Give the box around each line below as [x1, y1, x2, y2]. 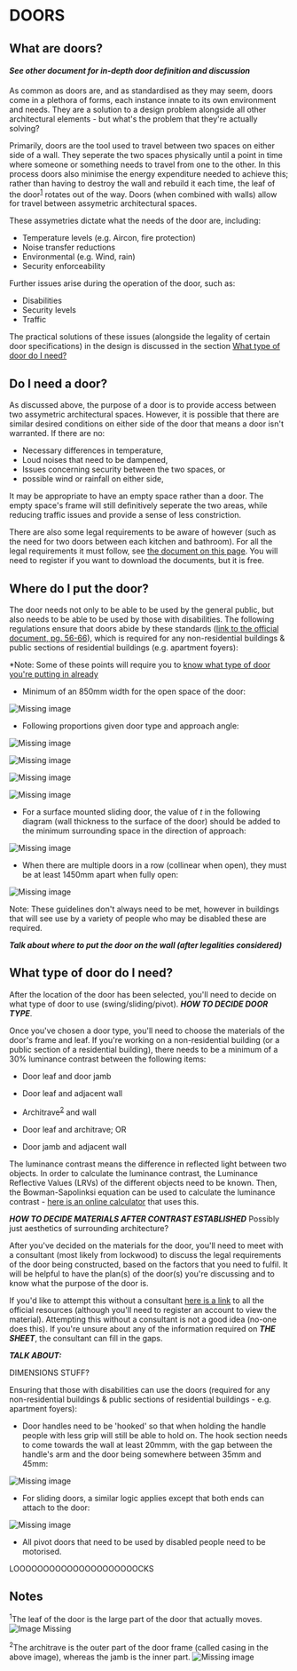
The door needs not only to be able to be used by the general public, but [9, 605, 275, 616]
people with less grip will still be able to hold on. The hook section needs [21, 1429, 288, 1440]
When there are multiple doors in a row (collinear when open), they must [21, 860, 287, 871]
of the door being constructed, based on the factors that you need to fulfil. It [9, 1259, 288, 1269]
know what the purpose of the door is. [9, 1277, 149, 1288]
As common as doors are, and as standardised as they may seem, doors [9, 85, 273, 96]
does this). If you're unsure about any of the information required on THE [9, 1323, 276, 1333]
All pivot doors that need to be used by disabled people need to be [21, 1536, 266, 1547]
